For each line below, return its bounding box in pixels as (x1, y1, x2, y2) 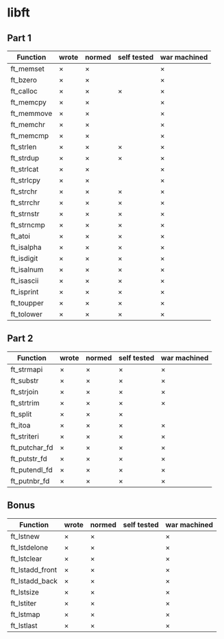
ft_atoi (10, 231, 31, 241)
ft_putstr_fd (10, 454, 48, 463)
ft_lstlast (10, 620, 38, 630)
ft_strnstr (10, 209, 40, 218)
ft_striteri (10, 431, 40, 441)
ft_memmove (10, 108, 53, 118)
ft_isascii (10, 276, 39, 286)
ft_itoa (10, 420, 31, 430)
